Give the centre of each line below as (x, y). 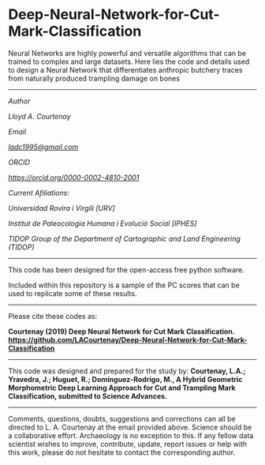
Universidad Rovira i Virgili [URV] (62, 208)
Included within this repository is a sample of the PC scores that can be (124, 285)
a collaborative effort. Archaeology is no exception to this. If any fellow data (131, 435)
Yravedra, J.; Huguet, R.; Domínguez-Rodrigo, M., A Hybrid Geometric (125, 379)
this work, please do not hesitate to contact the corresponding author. (122, 452)
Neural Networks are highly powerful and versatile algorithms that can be (127, 53)
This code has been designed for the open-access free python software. (126, 269)
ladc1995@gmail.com (43, 147)
